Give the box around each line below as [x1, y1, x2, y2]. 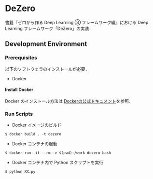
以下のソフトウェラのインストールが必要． [5, 66, 90, 72]
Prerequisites [5, 54, 37, 61]
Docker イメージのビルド [12, 122, 62, 128]
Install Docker [5, 87, 34, 92]
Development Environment [5, 40, 87, 48]
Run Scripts [5, 110, 33, 117]
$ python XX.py [5, 169, 36, 174]
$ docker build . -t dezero [5, 132, 62, 137]
